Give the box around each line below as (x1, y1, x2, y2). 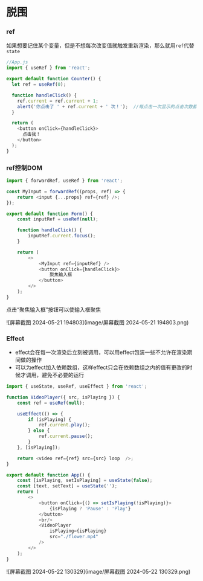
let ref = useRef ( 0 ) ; (11, 82, 66, 88)
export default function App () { (6, 472, 91, 478)
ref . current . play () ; (38, 422, 91, 428)
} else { (28, 428, 50, 434)
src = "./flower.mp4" (49, 534, 98, 540)
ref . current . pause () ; (38, 433, 94, 440)
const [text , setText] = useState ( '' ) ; (17, 483, 118, 489)
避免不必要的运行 (41, 371, 85, 379)
